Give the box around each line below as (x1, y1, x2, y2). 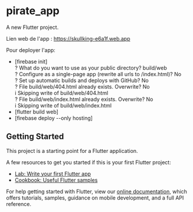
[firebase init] (14, 58, 48, 65)
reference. (6, 200, 31, 207)
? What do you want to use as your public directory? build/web (14, 64, 167, 71)
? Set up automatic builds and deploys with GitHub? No (14, 77, 149, 84)
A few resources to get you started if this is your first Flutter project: (6, 158, 171, 166)
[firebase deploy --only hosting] (14, 114, 93, 122)
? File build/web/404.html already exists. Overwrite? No (14, 83, 150, 90)
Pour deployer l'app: (6, 46, 56, 54)
